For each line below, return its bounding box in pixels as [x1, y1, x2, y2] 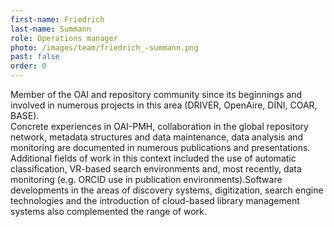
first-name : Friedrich [10, 14, 105, 25]
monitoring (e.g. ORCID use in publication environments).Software [10, 174, 283, 185]
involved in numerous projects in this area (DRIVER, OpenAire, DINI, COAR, [10, 99, 318, 111]
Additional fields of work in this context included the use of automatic [10, 152, 297, 164]
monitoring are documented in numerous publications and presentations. [10, 142, 311, 153]
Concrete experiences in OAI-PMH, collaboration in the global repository [10, 121, 309, 132]
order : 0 [10, 61, 47, 71]
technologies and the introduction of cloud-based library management [10, 195, 300, 206]
